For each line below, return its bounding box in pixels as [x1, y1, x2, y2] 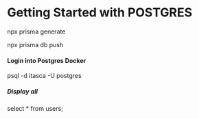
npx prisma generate [7, 27, 66, 36]
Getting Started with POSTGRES [7, 5, 193, 21]
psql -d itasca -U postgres [7, 72, 82, 80]
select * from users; [7, 105, 64, 113]
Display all [7, 87, 38, 95]
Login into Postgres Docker [7, 56, 86, 64]
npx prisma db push [7, 40, 64, 49]
